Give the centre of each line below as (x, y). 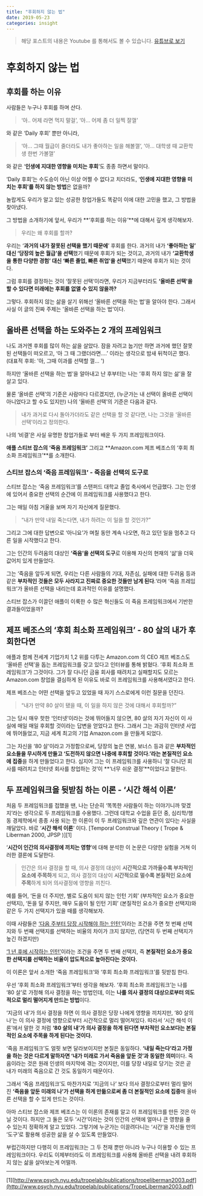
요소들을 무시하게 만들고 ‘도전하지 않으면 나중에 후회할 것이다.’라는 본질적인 (94, 754)
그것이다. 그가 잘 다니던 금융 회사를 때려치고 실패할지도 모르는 (106, 672)
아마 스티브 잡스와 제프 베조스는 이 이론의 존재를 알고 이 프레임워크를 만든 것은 (98, 1112)
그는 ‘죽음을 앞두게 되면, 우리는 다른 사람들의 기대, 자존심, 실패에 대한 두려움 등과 (101, 574)
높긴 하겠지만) (23, 939)
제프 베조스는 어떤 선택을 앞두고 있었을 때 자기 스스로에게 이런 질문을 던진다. (96, 693)
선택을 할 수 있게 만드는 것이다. (49, 1099)
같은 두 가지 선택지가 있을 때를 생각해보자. (55, 911)
